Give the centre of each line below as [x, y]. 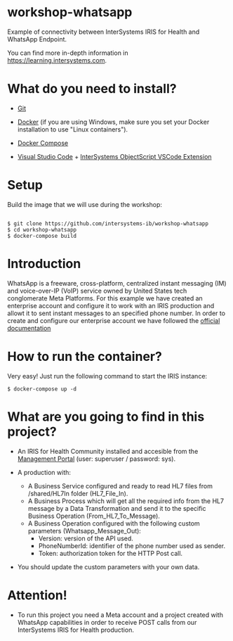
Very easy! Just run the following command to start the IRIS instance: [107, 376]
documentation [29, 328]
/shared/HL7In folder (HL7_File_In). [78, 493]
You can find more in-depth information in [68, 53]
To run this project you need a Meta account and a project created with [120, 615]
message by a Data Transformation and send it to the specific [117, 508]
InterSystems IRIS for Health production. [76, 630]
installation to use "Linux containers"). [73, 129]
